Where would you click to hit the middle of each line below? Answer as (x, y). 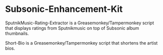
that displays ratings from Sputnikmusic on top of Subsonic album (72, 28)
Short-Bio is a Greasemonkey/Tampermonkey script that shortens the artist (81, 43)
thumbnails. (17, 33)
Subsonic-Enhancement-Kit (64, 9)
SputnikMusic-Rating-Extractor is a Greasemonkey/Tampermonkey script (80, 23)
